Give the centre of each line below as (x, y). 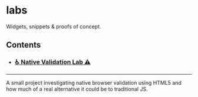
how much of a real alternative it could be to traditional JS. (77, 89)
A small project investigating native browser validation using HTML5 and (94, 82)
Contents (24, 45)
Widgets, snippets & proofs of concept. (54, 26)
